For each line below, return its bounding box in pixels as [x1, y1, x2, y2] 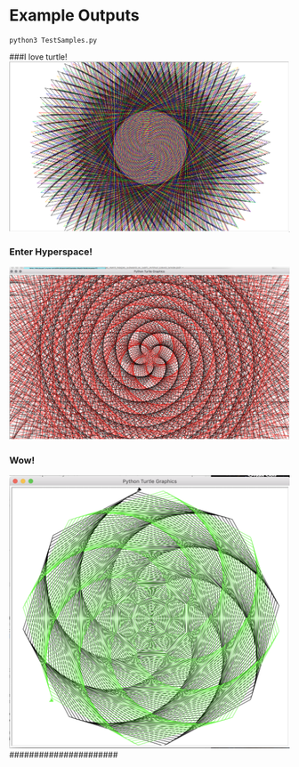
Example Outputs [9, 5, 140, 26]
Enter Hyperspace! [9, 246, 93, 258]
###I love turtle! [9, 51, 69, 62]
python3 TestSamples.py [9, 36, 98, 44]
